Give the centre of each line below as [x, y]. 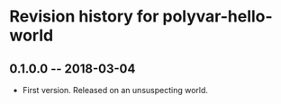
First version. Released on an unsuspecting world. [115, 90]
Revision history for [84, 17]
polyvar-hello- [218, 17]
